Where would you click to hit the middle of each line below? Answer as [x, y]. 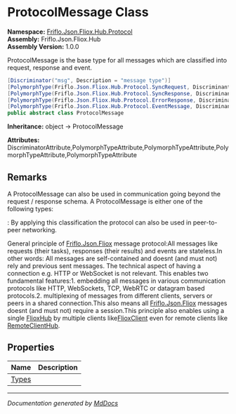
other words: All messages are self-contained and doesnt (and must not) [112, 258]
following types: [31, 209]
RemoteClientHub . [34, 326]
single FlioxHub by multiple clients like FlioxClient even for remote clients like [118, 318]
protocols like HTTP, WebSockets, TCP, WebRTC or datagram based [106, 288]
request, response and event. [50, 67]
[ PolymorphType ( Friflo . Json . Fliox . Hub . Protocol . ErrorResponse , [102, 100]
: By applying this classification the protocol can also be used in [99, 222]
